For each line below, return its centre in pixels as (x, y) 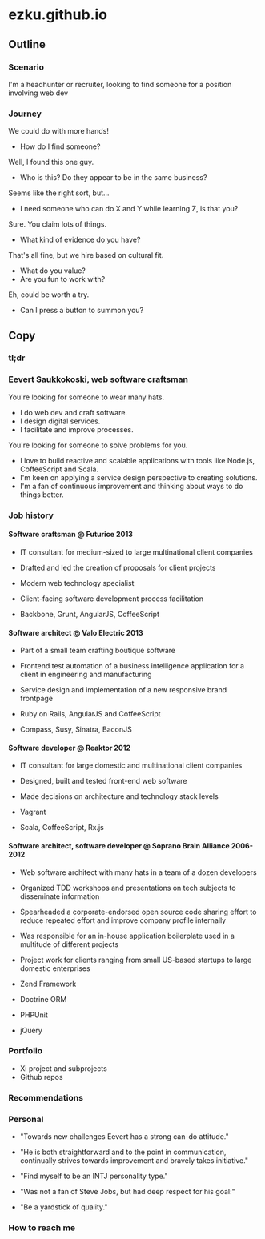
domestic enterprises (55, 968)
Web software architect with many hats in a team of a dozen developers (139, 872)
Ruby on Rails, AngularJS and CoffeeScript (90, 714)
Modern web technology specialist (77, 583)
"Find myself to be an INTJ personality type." (94, 1176)
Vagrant (33, 812)
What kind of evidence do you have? (80, 240)
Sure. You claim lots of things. (57, 224)
